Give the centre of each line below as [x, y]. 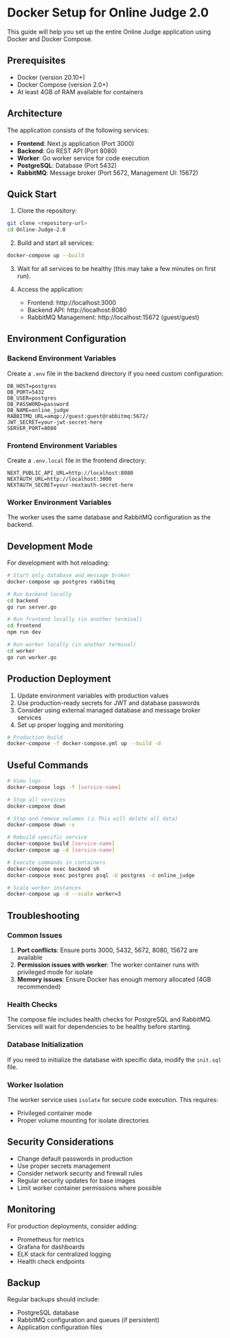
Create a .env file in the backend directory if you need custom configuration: [115, 374]
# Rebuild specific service [47, 837]
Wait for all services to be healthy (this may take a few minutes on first [116, 269]
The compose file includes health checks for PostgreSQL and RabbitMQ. [110, 1019]
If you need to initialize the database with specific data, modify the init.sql [114, 1059]
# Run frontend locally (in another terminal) [75, 619]
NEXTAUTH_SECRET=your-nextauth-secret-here [70, 485]
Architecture [35, 114]
